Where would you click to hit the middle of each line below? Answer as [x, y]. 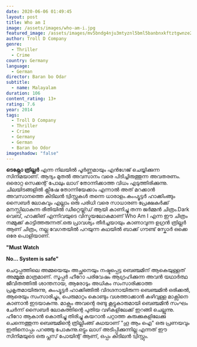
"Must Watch [23, 247]
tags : [13, 115]
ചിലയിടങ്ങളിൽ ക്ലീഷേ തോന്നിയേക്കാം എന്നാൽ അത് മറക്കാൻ [81, 190]
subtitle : [18, 83]
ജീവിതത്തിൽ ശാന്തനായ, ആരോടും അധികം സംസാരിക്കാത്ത [79, 283]
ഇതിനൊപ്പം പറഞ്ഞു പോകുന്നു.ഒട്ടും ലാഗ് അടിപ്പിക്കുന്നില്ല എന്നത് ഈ [86, 329]
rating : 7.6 [21, 104]
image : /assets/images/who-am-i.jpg [51, 28]
